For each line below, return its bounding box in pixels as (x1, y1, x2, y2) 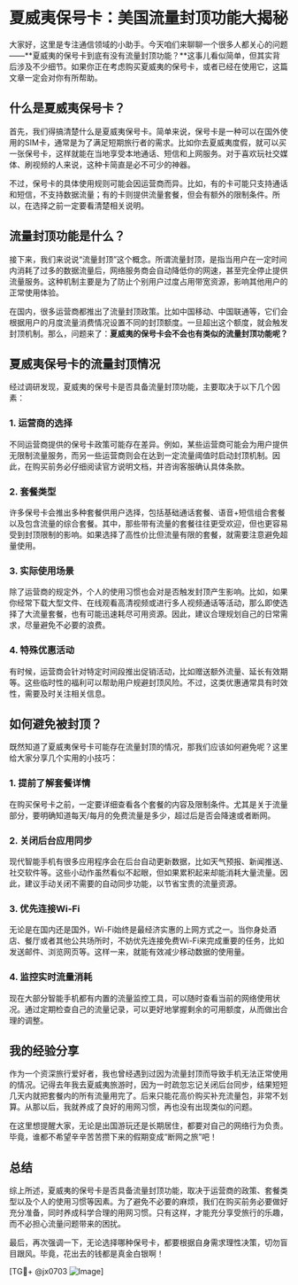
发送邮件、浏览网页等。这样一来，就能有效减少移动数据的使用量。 (9, 946, 249, 957)
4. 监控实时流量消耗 (9, 971, 93, 984)
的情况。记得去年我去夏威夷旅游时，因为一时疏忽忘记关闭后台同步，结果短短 (9, 1079, 288, 1090)
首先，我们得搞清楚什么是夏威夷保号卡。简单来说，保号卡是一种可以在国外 (9, 126, 280, 136)
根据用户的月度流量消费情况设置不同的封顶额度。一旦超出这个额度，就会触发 (9, 316, 288, 328)
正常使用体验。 (9, 287, 64, 298)
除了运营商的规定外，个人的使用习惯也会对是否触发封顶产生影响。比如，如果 (9, 587, 288, 597)
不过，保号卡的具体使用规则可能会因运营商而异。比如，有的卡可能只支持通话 (9, 178, 288, 189)
